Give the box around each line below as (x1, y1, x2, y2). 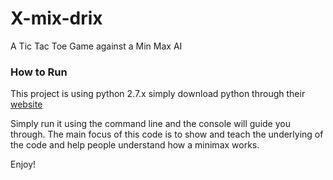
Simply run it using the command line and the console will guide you (10, 118, 291, 130)
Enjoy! (10, 158, 37, 171)
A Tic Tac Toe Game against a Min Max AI (10, 40, 183, 52)
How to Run (10, 65, 68, 79)
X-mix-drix (10, 7, 103, 30)
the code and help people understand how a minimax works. (10, 139, 260, 151)
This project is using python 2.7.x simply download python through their (10, 88, 306, 100)
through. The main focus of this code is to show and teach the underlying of (10, 128, 324, 141)
